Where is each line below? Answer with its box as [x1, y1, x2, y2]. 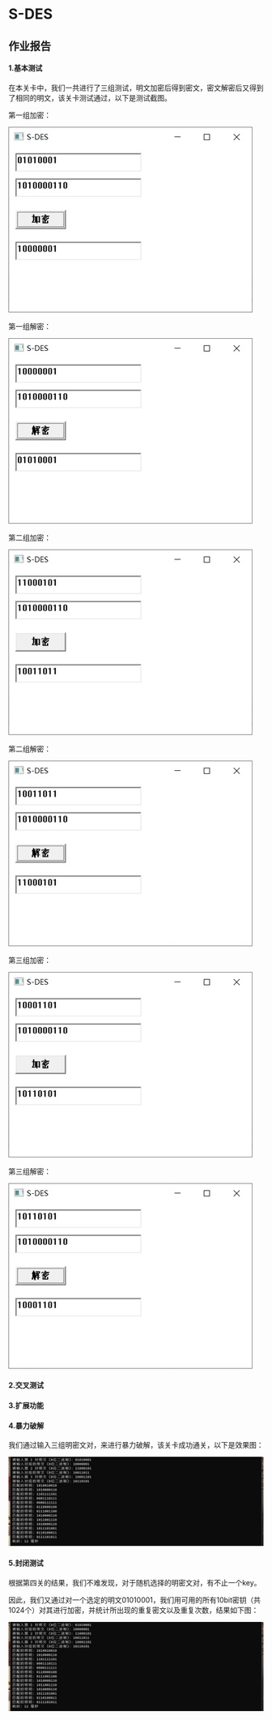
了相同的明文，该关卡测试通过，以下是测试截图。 [8, 92, 172, 102]
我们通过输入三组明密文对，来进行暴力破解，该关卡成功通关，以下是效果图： [8, 1440, 264, 1450]
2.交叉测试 [8, 1380, 45, 1390]
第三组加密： [8, 955, 51, 965]
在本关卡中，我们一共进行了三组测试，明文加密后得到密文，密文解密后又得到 [8, 83, 264, 92]
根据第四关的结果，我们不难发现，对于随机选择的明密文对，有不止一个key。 [8, 1577, 261, 1587]
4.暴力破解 [8, 1420, 45, 1431]
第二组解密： [8, 743, 51, 754]
